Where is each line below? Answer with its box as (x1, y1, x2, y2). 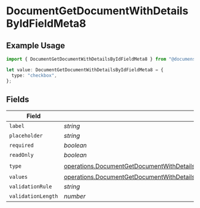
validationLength (9, 193, 58, 200)
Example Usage (6, 40, 65, 51)
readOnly (9, 152, 34, 159)
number (63, 192, 86, 200)
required (9, 142, 34, 149)
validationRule (9, 183, 52, 190)
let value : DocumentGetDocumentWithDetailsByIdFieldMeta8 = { (6, 67, 164, 73)
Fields (6, 94, 30, 105)
